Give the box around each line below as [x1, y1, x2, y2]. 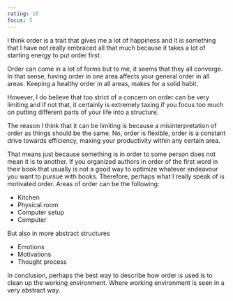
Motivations [17, 250, 52, 258]
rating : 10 [7, 10, 39, 17]
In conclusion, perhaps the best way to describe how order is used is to [7, 271, 213, 279]
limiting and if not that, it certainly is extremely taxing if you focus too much [7, 100, 224, 108]
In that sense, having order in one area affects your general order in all [7, 71, 210, 80]
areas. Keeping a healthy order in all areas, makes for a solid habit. [7, 79, 199, 87]
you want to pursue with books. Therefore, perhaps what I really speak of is [7, 172, 225, 181]
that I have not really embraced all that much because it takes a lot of [7, 43, 206, 52]
